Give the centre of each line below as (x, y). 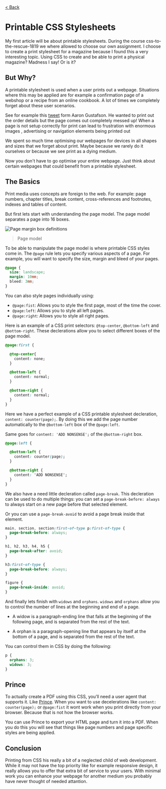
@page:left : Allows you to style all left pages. (58, 311)
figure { (14, 583)
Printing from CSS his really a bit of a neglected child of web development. (81, 760)
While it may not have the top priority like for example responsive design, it (81, 766)
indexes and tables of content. (36, 204)
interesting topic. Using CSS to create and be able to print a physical (75, 57)
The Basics (23, 182)
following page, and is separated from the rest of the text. (71, 622)
